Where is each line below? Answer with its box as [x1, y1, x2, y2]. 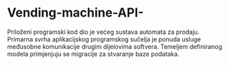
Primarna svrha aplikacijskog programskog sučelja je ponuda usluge [7, 35, 201, 43]
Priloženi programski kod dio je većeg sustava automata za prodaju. [7, 28, 200, 36]
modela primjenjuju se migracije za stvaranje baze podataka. [7, 50, 180, 58]
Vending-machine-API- [7, 5, 144, 21]
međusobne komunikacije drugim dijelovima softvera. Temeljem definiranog [7, 42, 223, 50]
